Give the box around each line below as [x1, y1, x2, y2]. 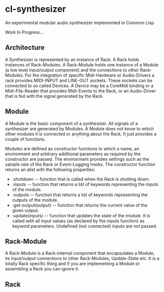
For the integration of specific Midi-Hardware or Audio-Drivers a [24, 72, 155, 78]
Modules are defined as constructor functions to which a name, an [5, 146, 140, 151]
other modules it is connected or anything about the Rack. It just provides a [5, 131, 157, 137]
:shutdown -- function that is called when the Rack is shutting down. [12, 176, 150, 182]
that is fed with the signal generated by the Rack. [5, 93, 104, 99]
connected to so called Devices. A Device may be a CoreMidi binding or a [5, 83, 154, 88]
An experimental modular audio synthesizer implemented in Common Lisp [5, 20, 154, 26]
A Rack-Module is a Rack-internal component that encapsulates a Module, [5, 250, 155, 256]
